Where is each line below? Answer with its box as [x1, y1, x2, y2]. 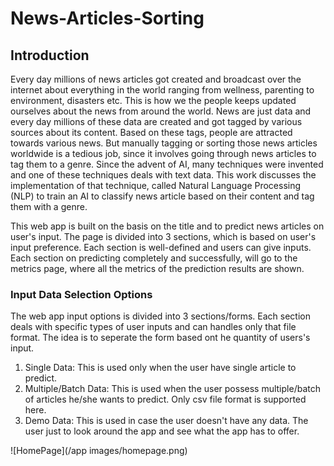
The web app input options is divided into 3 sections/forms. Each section [10, 310, 311, 322]
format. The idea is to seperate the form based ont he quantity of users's [10, 332, 311, 344]
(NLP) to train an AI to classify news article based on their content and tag [10, 190, 315, 202]
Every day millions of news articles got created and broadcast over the [10, 73, 302, 85]
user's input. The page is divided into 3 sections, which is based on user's [10, 231, 317, 242]
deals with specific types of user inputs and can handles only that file [10, 321, 297, 333]
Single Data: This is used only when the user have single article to [24, 362, 297, 374]
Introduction [10, 47, 90, 64]
